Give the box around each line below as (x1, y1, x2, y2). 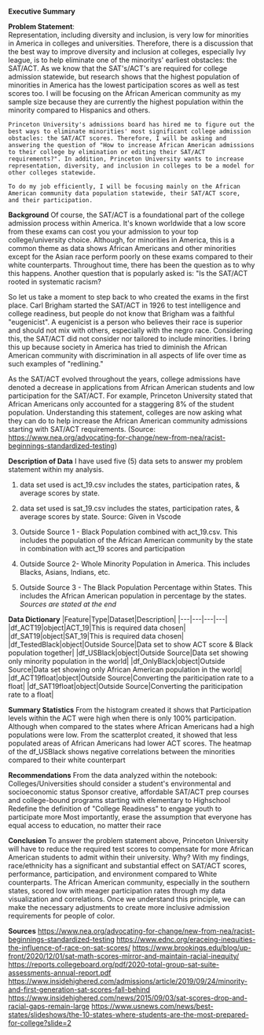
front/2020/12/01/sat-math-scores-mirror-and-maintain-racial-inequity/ (8, 952, 240, 960)
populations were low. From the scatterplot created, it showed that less (8, 731, 238, 739)
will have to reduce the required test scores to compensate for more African (8, 845, 254, 853)
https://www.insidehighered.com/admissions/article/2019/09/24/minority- (8, 977, 248, 985)
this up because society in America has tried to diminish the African (8, 342, 228, 352)
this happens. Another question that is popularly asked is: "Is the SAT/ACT (8, 269, 248, 278)
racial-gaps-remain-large (8, 1002, 90, 1011)
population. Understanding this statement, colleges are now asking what (8, 408, 243, 417)
